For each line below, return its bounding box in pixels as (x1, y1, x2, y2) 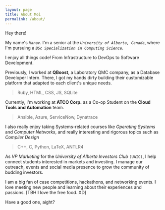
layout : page (5, 7, 32, 12)
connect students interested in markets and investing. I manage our (5, 159, 143, 165)
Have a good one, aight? (5, 199, 55, 205)
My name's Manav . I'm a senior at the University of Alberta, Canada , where (5, 40, 160, 46)
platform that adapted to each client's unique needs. (5, 80, 112, 86)
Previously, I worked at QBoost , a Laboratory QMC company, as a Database (5, 70, 160, 75)
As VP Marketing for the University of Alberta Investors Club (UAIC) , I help (5, 153, 157, 159)
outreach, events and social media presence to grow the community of (5, 164, 150, 170)
